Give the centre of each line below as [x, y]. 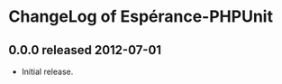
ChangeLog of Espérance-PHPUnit [141, 17]
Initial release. [47, 71]
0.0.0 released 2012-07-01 [85, 50]
